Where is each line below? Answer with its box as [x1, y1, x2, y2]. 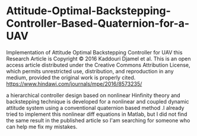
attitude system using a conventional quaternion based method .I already [6, 104, 185, 111]
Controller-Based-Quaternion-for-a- [6, 17, 190, 30]
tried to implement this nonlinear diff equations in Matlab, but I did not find [6, 111, 188, 118]
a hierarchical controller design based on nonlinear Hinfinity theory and [6, 92, 180, 99]
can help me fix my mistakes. [6, 123, 78, 130]
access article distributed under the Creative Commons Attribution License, [6, 61, 191, 69]
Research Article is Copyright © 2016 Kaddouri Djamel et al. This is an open [6, 55, 191, 62]
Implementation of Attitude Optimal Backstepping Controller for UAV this [6, 48, 183, 56]
